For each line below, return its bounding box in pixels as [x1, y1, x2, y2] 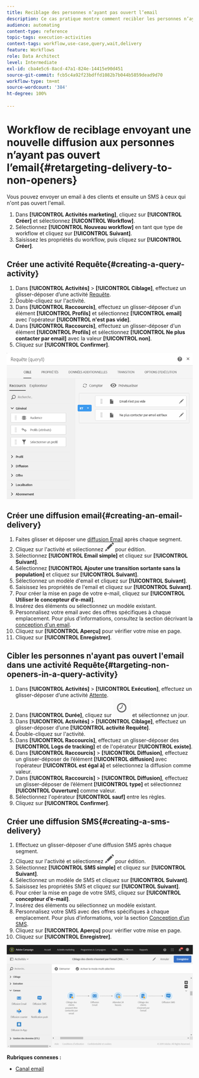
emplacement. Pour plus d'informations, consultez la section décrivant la [15, 614, 193, 622]
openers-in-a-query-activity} [6, 670, 119, 680]
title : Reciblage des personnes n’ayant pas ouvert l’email [6, 9, 158, 15]
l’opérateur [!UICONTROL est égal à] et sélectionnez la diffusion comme [15, 761, 191, 769]
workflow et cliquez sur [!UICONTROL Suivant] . [15, 230, 132, 237]
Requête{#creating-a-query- [75, 259, 185, 269]
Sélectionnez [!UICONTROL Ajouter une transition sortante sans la [15, 564, 181, 571]
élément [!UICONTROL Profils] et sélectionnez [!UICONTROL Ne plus [15, 329, 185, 336]
